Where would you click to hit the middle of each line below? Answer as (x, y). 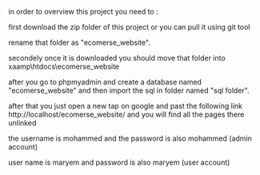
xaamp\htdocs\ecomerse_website (64, 66)
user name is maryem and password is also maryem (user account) (119, 162)
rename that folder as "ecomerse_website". (79, 42)
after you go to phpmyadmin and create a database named (105, 82)
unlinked (22, 123)
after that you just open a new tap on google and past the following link (125, 106)
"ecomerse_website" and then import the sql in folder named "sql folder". (129, 90)
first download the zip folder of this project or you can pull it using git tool (129, 27)
